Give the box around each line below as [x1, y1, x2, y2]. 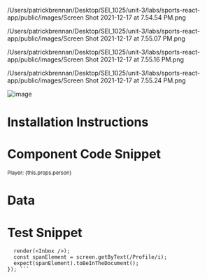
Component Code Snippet [7, 146, 162, 162]
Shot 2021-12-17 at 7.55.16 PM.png [85, 55, 184, 64]
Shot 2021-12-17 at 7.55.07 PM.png [85, 34, 185, 43]
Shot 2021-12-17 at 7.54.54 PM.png [85, 13, 187, 22]
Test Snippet [7, 224, 83, 241]
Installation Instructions [7, 115, 149, 130]
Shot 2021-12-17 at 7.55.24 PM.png [85, 76, 186, 85]
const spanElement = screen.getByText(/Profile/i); [13, 254, 168, 261]
